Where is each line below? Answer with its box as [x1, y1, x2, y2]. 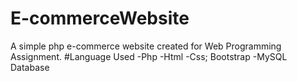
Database [10, 61, 50, 73]
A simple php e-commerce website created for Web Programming [10, 40, 282, 52]
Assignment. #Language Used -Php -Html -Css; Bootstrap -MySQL [10, 50, 288, 62]
